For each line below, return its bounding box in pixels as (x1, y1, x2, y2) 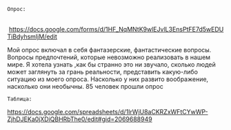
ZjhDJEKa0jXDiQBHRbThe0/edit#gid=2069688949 (7, 115, 153, 123)
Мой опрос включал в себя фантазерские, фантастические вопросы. (7, 46, 212, 54)
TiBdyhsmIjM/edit (7, 32, 57, 41)
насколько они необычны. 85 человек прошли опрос (7, 83, 163, 90)
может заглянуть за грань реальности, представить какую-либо (7, 68, 199, 76)
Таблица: (7, 96, 32, 102)
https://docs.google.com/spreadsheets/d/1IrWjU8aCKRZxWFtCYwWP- (7, 108, 208, 116)
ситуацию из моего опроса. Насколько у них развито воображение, (7, 75, 209, 83)
